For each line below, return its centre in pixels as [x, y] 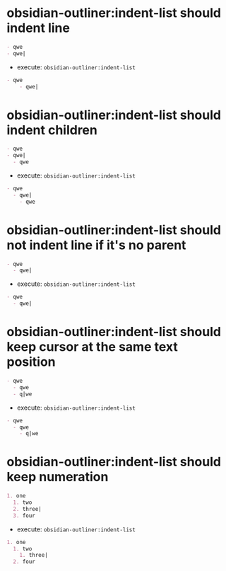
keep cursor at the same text [92, 347]
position [31, 362]
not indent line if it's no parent [96, 245]
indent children [52, 130]
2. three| [27, 509]
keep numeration [58, 477]
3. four [24, 515]
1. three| [34, 555]
